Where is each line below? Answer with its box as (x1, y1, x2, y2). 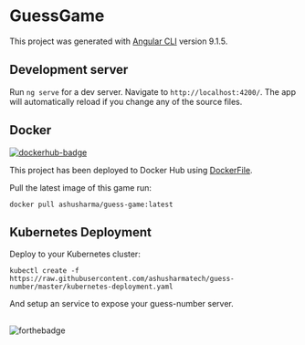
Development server (9, 62, 129, 78)
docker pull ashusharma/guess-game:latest (9, 200, 174, 209)
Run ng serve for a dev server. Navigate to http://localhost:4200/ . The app (9, 86, 297, 97)
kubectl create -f (9, 267, 79, 276)
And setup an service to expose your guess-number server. (9, 298, 235, 309)
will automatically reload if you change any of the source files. (9, 96, 243, 107)
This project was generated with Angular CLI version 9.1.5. (9, 36, 228, 47)
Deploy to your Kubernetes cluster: (9, 248, 142, 260)
